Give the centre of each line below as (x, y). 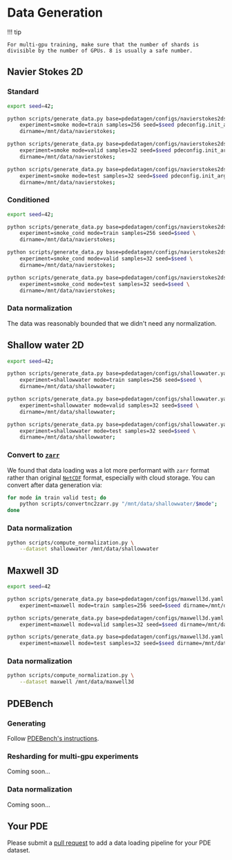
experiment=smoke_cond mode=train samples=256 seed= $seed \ (108, 234)
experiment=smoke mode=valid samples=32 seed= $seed (95, 150)
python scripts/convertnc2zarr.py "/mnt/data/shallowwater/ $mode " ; (118, 504)
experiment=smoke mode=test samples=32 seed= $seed (94, 176)
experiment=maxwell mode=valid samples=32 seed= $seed (98, 624)
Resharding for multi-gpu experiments (73, 756)
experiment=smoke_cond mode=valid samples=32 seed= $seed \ (106, 259)
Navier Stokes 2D (45, 72)
